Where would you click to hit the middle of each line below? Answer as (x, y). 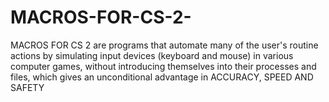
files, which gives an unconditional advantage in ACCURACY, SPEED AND (162, 77)
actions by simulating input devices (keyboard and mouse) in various (152, 55)
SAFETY (27, 87)
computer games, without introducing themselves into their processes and (163, 66)
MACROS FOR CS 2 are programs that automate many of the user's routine (164, 45)
